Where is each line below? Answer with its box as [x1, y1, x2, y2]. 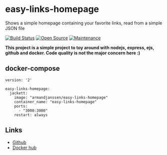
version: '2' [5, 77, 32, 83]
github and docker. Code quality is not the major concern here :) [5, 50, 141, 56]
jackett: [9, 91, 28, 96]
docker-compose [5, 64, 60, 73]
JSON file [5, 25, 25, 31]
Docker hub [12, 145, 37, 151]
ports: [14, 104, 28, 109]
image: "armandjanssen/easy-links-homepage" [14, 95, 108, 100]
